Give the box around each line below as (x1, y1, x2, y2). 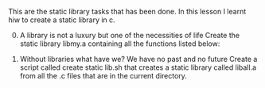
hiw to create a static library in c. (8, 15, 115, 25)
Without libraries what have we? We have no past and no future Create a (19, 55, 258, 63)
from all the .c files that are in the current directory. (19, 71, 187, 80)
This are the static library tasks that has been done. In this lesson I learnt (8, 7, 247, 16)
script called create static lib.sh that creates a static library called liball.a (19, 63, 257, 72)
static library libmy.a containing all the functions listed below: (19, 39, 220, 48)
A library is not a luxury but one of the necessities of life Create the (19, 31, 240, 40)
